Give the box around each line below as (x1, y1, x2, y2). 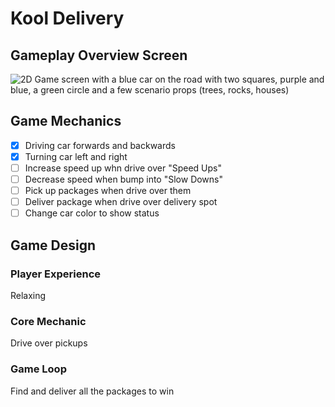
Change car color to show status (24, 207, 160, 219)
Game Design (10, 237, 97, 254)
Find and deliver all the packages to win (10, 385, 175, 397)
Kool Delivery (10, 7, 125, 30)
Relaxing (10, 289, 47, 301)
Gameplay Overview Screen (10, 47, 188, 64)
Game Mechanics (10, 113, 122, 130)
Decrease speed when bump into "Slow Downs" (24, 173, 224, 185)
